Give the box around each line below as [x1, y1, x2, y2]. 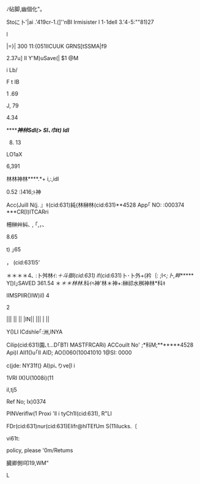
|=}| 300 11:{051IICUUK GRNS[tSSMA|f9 [6, 42, 107, 50]
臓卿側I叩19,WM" [6, 459, 49, 466]
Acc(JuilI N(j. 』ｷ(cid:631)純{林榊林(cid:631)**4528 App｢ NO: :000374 [6, 201, 185, 209]
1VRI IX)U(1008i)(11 [6, 374, 54, 382]
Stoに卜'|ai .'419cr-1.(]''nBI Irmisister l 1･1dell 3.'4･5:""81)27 [6, 18, 154, 26]
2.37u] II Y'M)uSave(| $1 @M [6, 55, 79, 61]
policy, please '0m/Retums [6, 447, 73, 454]
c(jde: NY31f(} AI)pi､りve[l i [6, 362, 75, 369]
